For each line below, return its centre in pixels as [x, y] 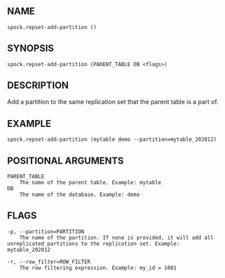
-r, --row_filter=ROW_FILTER [49, 261]
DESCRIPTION [38, 86]
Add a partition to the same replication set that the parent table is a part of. [113, 102]
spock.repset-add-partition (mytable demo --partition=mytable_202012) [112, 140]
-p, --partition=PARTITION [46, 231]
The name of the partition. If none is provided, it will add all [117, 237]
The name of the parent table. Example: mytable [90, 183]
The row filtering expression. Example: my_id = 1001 [98, 268]
